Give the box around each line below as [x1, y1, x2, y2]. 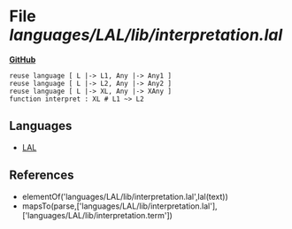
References [9, 168, 74, 183]
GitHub [9, 54, 36, 65]
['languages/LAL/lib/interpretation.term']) [21, 210, 173, 220]
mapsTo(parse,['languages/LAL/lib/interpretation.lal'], [21, 201, 219, 211]
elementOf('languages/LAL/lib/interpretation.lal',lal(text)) [21, 191, 228, 202]
